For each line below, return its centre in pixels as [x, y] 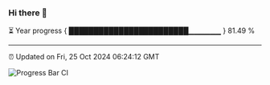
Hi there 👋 [28, 13]
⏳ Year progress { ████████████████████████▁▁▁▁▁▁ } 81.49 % [132, 30]
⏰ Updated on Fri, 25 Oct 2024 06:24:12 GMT [84, 57]
